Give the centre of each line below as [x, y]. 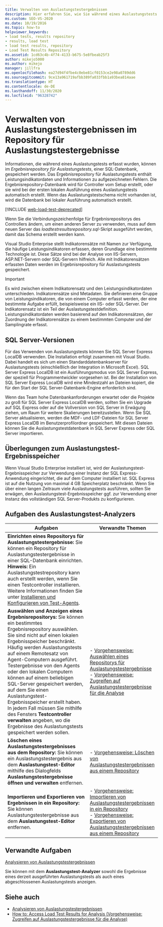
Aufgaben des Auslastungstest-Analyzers [70, 514]
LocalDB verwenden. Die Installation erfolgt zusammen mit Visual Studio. [78, 357]
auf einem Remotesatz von [38, 653]
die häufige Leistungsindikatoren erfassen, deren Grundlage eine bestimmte [81, 249]
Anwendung [17, 478]
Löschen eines [25, 740]
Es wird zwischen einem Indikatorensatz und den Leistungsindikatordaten [79, 289]
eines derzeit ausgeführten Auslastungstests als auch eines [65, 877]
